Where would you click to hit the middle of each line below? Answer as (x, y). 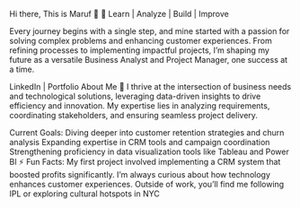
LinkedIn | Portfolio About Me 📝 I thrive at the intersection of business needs (150, 87)
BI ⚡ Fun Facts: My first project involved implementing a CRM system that (145, 162)
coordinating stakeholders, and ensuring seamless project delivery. (134, 115)
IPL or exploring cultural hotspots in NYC (84, 194)
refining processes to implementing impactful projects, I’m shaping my (139, 50)
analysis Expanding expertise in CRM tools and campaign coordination (140, 142)
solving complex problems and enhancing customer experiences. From (141, 41)
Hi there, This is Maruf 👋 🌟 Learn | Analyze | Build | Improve (119, 14)
